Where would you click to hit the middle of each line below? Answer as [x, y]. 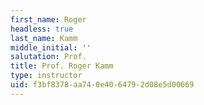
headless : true [42, 29]
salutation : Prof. [48, 57]
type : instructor [46, 76]
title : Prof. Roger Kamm [62, 66]
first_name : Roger [48, 19]
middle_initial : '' [51, 47]
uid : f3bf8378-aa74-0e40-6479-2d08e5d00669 [102, 85]
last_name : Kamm [44, 38]
